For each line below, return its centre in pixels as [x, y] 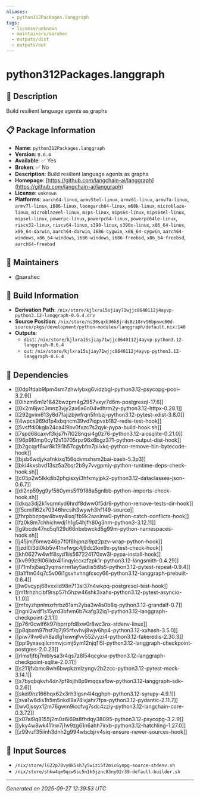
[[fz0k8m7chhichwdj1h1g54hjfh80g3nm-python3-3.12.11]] [85, 522]
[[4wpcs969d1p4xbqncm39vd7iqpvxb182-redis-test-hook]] [88, 421]
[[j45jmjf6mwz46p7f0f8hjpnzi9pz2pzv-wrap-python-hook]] [88, 541]
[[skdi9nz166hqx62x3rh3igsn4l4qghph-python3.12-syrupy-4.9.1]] [95, 694]
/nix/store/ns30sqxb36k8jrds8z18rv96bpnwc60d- [116, 322]
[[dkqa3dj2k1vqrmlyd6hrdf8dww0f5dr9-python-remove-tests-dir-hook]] [104, 504]
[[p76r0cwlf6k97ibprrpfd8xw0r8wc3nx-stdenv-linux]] [81, 624]
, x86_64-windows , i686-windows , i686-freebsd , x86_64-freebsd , [110, 237]
